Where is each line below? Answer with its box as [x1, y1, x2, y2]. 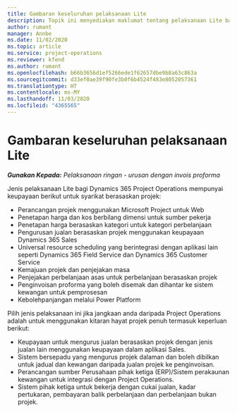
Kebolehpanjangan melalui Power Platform [17, 295, 141, 304]
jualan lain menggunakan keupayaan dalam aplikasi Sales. [17, 345, 186, 353]
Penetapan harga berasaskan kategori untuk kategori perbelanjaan [17, 220, 212, 229]
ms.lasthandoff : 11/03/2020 [7, 96, 90, 103]
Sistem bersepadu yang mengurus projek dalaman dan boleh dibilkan [17, 352, 219, 361]
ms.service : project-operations [7, 50, 102, 57]
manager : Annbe [7, 30, 52, 37]
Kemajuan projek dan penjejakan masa [17, 265, 130, 273]
